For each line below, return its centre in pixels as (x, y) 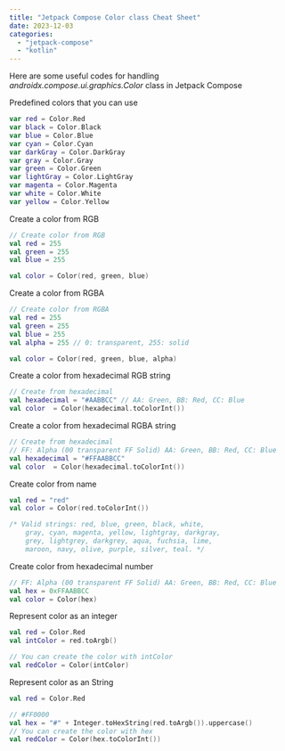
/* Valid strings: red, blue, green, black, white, (107, 525)
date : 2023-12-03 (41, 26)
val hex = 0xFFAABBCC (49, 591)
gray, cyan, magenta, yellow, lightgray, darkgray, (123, 533)
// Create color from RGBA (59, 310)
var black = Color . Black (55, 127)
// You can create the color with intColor (91, 657)
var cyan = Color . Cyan (51, 143)
